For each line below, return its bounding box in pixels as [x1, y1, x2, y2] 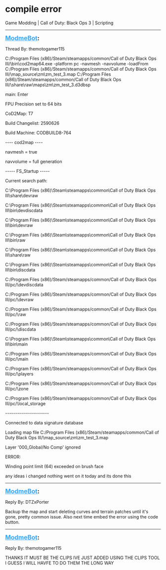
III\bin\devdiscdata [5, 207, 43, 213]
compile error [5, 3, 62, 15]
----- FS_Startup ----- [5, 168, 50, 174]
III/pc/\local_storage [5, 400, 46, 407]
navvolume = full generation [5, 158, 63, 164]
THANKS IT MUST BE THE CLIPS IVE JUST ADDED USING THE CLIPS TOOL [5, 555, 160, 561]
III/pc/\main [5, 356, 29, 362]
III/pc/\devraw [5, 296, 34, 303]
